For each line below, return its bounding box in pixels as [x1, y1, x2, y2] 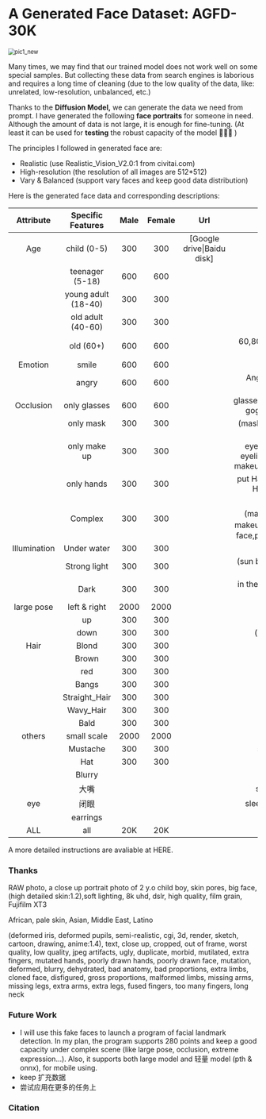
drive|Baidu [183, 243, 226, 254]
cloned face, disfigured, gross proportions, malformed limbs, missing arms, [8, 973, 254, 982]
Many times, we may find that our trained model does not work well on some [8, 61, 258, 71]
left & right [67, 601, 107, 612]
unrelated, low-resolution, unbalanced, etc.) [8, 87, 151, 96]
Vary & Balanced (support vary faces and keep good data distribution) [19, 176, 249, 185]
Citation [8, 1102, 40, 1113]
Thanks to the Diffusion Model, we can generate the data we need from [8, 102, 244, 112]
